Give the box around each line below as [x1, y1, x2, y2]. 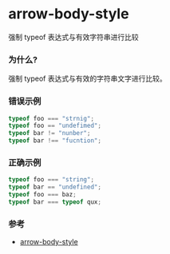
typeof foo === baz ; [8, 191, 77, 199]
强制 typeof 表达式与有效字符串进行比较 [8, 32, 139, 42]
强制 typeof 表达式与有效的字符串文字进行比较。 [8, 73, 167, 84]
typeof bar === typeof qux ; [8, 197, 102, 206]
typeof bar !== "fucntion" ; [8, 137, 102, 145]
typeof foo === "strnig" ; [8, 114, 94, 122]
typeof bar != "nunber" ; [8, 129, 91, 137]
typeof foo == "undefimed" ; [8, 121, 102, 130]
